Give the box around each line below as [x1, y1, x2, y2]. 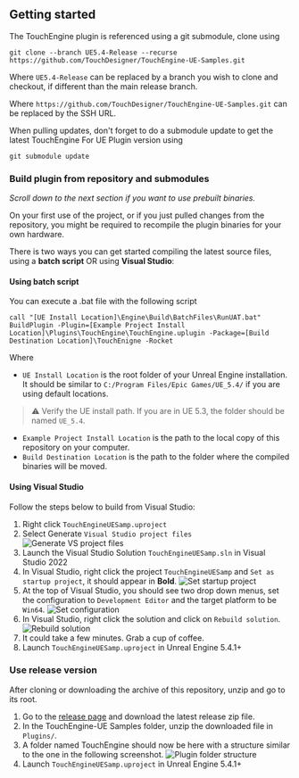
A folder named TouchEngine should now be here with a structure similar [21, 740, 291, 750]
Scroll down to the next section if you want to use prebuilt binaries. [9, 193, 256, 203]
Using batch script [9, 276, 79, 286]
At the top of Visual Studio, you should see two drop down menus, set [21, 584, 279, 596]
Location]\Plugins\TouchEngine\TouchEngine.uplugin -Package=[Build [9, 329, 270, 338]
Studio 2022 [21, 557, 69, 567]
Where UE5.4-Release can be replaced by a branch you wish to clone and [9, 71, 278, 82]
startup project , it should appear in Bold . [21, 575, 177, 586]
